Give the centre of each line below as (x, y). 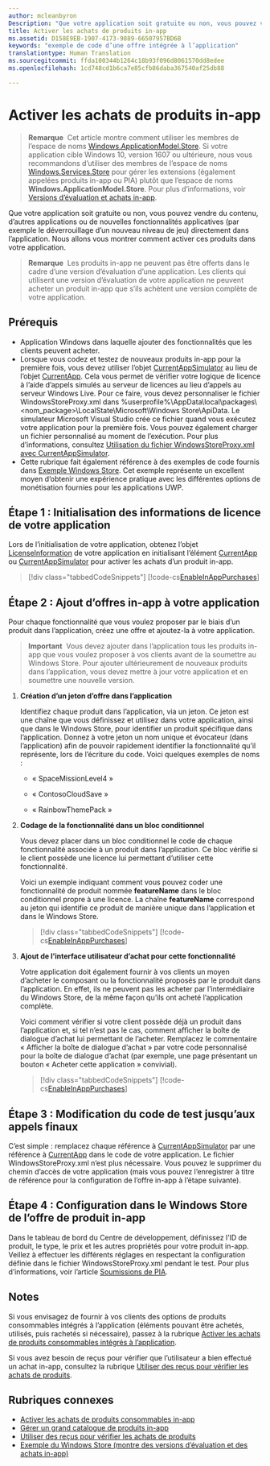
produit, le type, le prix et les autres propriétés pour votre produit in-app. (129, 1246)
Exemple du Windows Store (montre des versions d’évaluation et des (134, 1445)
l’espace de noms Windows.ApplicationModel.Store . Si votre (128, 146)
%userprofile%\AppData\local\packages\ (189, 402)
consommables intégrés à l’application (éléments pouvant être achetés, (127, 1325)
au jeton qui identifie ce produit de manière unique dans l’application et (137, 908)
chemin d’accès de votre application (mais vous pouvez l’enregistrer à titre (131, 1171)
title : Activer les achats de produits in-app (88, 31)
